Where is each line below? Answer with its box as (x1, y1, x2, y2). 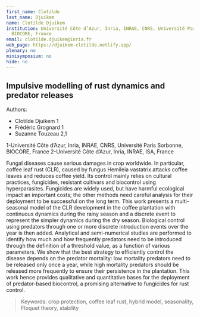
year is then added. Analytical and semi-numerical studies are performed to (6, 229, 192, 236)
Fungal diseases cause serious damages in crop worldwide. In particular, (6, 159, 185, 167)
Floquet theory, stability (20, 304, 79, 312)
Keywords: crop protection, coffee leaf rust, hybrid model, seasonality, (20, 298, 194, 305)
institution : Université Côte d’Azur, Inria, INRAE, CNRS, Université (6, 25, 185, 32)
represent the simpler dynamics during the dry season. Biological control (6, 217, 185, 224)
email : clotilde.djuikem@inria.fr (6, 36, 92, 42)
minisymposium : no (6, 53, 52, 59)
